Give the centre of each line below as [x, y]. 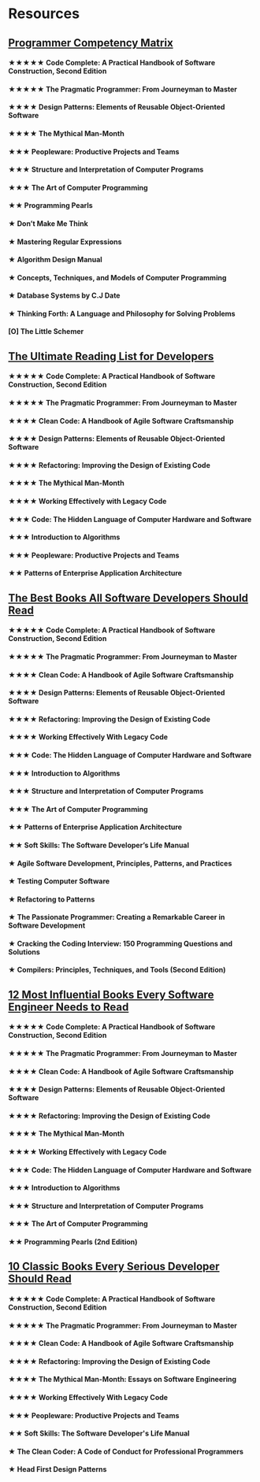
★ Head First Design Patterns [58, 1469]
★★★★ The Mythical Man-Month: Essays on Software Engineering [123, 1380]
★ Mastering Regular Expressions [65, 242]
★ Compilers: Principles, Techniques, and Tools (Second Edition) [117, 970]
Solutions [24, 952]
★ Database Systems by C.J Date [64, 295]
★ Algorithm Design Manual [55, 260]
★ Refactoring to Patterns [52, 899]
